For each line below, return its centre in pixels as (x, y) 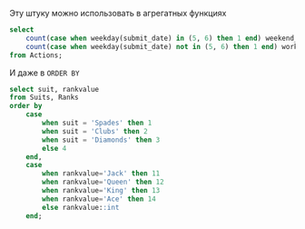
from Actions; (36, 55)
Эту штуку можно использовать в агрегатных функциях (118, 13)
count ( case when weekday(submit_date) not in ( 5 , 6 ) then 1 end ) (152, 46)
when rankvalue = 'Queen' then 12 (103, 182)
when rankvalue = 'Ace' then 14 (99, 199)
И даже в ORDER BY (44, 73)
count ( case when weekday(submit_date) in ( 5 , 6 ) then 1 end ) (144, 38)
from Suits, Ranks (44, 98)
